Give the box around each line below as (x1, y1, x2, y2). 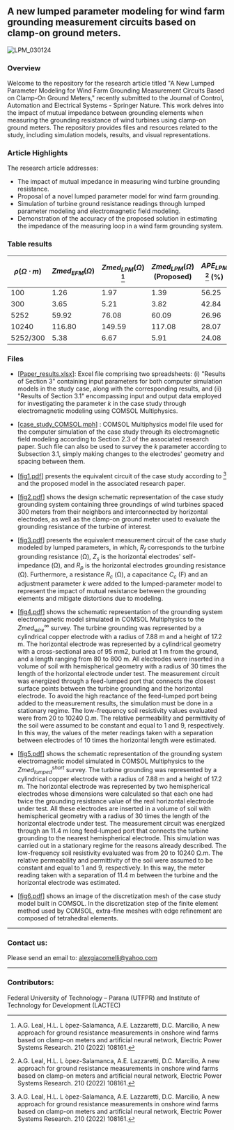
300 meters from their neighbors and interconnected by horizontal (17, 508, 208, 516)
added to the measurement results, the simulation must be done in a (17, 699, 214, 707)
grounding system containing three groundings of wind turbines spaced (17, 500, 224, 508)
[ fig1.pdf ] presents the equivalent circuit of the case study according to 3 (17, 471, 227, 480)
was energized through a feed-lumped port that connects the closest (17, 677, 216, 685)
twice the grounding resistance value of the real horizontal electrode (17, 797, 214, 805)
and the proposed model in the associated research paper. (17, 479, 186, 487)
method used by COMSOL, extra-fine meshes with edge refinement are (17, 907, 223, 915)
